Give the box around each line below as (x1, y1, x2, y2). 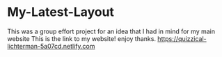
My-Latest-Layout (7, 4, 115, 20)
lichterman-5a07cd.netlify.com (7, 42, 95, 50)
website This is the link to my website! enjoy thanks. (7, 34, 157, 42)
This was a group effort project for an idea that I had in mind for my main (7, 27, 216, 35)
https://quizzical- (157, 34, 207, 42)
